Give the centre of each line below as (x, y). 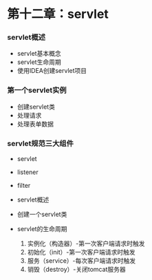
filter (24, 186)
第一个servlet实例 (37, 90)
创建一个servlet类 (42, 215)
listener (28, 172)
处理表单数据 (35, 124)
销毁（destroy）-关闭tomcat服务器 (76, 270)
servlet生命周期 (39, 62)
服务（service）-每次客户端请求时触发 (82, 261)
